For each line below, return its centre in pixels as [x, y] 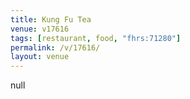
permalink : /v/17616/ [55, 47]
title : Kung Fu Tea [51, 19]
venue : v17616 [40, 29]
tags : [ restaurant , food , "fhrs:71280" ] [96, 38]
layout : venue [40, 57]
